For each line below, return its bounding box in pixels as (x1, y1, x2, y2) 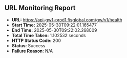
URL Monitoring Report (4, 4, 76, 12)
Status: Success (11, 42, 45, 48)
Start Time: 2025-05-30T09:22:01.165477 (11, 22, 97, 28)
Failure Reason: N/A (11, 48, 53, 54)
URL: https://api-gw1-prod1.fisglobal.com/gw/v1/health (11, 17, 123, 22)
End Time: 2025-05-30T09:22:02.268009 (11, 27, 97, 33)
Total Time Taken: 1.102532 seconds (11, 32, 86, 38)
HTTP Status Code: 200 (11, 38, 61, 43)
